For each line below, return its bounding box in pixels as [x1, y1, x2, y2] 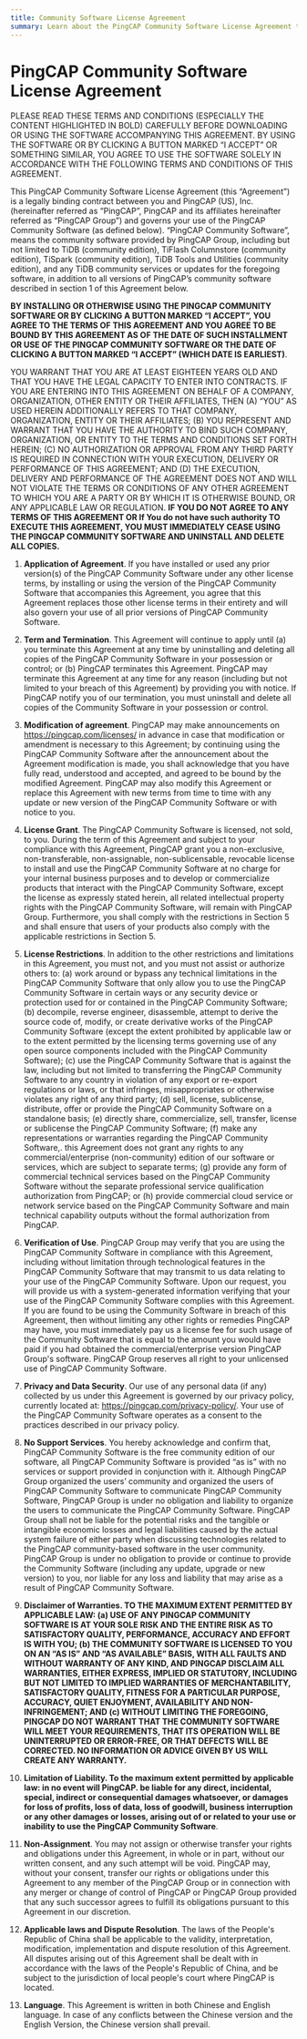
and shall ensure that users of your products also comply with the [23, 921, 271, 932]
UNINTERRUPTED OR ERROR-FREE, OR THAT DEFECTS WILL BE [23, 1736, 269, 1747]
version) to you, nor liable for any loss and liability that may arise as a [23, 1573, 283, 1583]
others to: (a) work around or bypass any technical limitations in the [23, 968, 277, 979]
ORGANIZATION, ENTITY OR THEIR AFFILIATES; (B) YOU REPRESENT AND [10, 415, 292, 426]
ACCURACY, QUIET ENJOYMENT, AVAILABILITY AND [23, 1696, 230, 1708]
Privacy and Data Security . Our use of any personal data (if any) [23, 1381, 268, 1392]
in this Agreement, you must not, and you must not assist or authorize [23, 958, 285, 969]
